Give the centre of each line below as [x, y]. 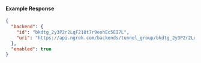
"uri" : [25, 38]
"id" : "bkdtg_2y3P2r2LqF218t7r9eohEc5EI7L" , [73, 32]
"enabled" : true [31, 49]
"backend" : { [27, 27]
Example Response [30, 8]
